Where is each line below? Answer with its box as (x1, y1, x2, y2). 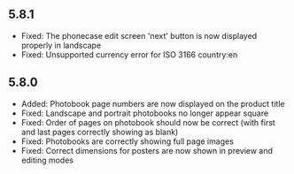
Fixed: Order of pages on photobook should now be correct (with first (20, 117, 275, 127)
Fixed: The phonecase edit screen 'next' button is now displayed (20, 30, 258, 41)
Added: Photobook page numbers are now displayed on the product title (20, 98, 285, 109)
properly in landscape (20, 40, 102, 50)
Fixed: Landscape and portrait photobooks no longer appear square (20, 108, 269, 118)
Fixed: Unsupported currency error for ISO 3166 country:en (20, 49, 238, 60)
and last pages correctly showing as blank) (20, 126, 179, 137)
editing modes (20, 155, 74, 165)
